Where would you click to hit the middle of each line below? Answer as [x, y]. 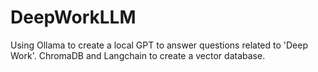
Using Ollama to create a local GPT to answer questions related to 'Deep [159, 45]
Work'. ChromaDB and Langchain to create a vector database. [138, 55]
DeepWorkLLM [73, 17]
